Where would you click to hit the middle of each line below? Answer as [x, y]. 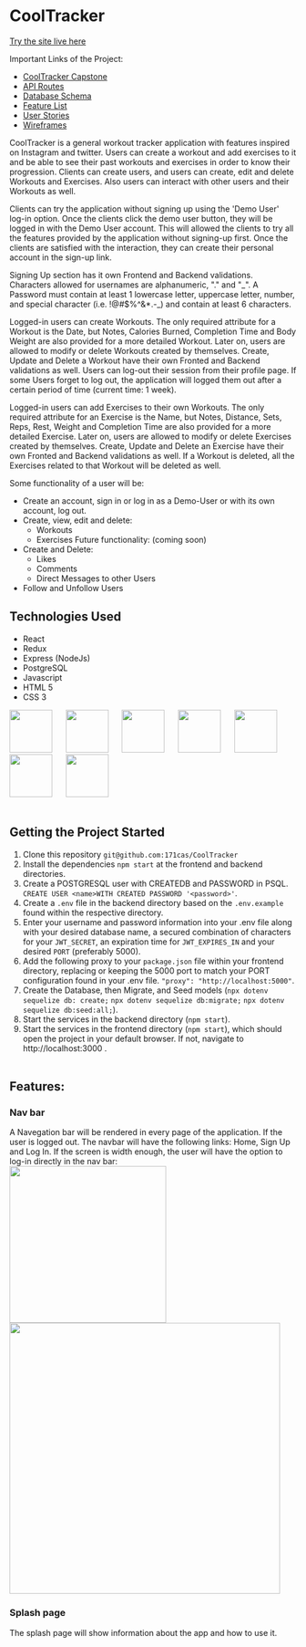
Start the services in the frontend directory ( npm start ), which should [152, 1028]
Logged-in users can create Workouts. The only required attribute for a [143, 321]
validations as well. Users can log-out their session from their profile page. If [153, 370]
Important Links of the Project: [66, 58]
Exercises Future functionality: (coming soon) [121, 539]
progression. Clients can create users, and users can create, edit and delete [152, 172]
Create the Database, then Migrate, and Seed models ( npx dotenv [145, 990]
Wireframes [45, 125]
